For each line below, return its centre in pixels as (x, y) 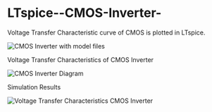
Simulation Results (34, 87)
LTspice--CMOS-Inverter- (85, 13)
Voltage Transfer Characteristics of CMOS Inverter (80, 60)
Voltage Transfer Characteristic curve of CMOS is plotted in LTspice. (106, 32)
